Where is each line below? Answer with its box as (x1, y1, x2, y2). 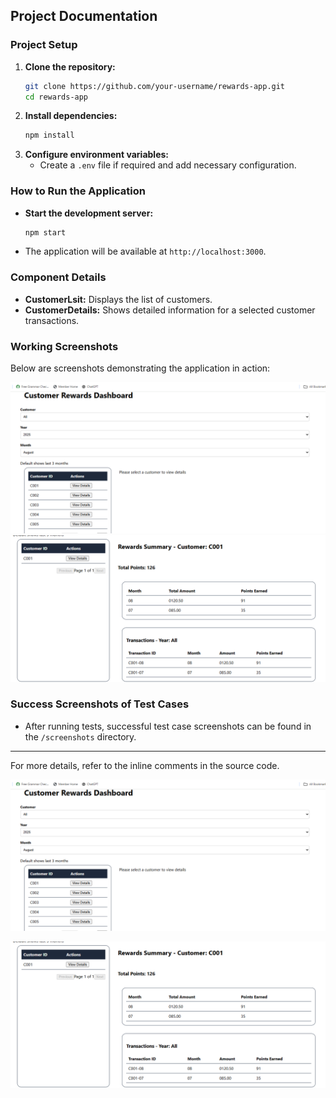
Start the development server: (24, 207, 154, 219)
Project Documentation (10, 8, 158, 25)
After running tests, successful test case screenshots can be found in (24, 720, 312, 732)
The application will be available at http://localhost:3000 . (24, 245, 267, 258)
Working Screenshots (10, 339, 119, 353)
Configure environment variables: (24, 149, 169, 161)
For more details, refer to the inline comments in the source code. (10, 759, 280, 771)
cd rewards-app (24, 92, 89, 102)
